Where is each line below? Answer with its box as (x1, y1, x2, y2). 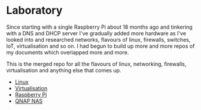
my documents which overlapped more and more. (6, 48, 129, 56)
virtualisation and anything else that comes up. (6, 66, 121, 74)
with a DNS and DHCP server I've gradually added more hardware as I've (6, 29, 187, 36)
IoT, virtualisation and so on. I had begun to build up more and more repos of (6, 42, 195, 50)
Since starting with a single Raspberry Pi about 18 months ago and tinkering (6, 23, 193, 30)
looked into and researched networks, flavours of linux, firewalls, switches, (6, 36, 191, 43)
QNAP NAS (14, 97, 43, 105)
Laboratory (6, 4, 63, 17)
